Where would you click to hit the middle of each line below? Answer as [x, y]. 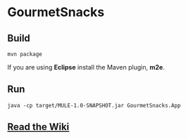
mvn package [25, 54]
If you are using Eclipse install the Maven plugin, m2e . [86, 67]
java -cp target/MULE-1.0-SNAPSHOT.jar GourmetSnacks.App [94, 105]
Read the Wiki [38, 127]
